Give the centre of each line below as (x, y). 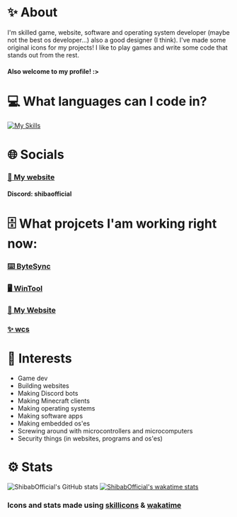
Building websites (43, 385)
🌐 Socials (36, 154)
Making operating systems (56, 408)
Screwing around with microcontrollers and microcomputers (105, 430)
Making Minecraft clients (54, 401)
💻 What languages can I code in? (107, 101)
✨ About (33, 12)
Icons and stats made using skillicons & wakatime (94, 505)
